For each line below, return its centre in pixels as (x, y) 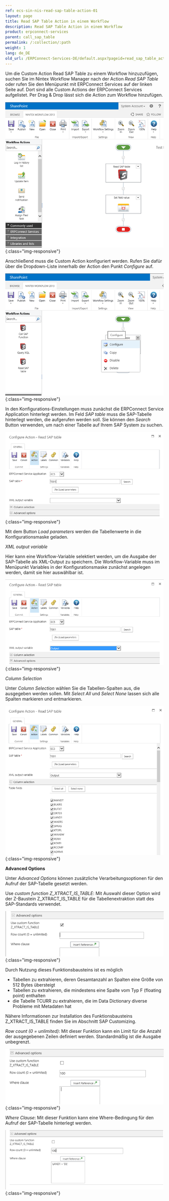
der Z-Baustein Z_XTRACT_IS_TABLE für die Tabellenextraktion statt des (80, 898)
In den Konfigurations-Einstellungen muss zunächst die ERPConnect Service (84, 409)
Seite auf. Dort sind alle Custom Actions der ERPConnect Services (74, 89)
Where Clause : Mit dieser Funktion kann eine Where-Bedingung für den (79, 1118)
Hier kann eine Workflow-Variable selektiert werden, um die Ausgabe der (81, 556)
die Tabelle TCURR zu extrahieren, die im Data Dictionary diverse (80, 1001)
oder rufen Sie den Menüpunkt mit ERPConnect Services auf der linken (79, 84)
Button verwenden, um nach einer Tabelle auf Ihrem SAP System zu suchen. (84, 425)
